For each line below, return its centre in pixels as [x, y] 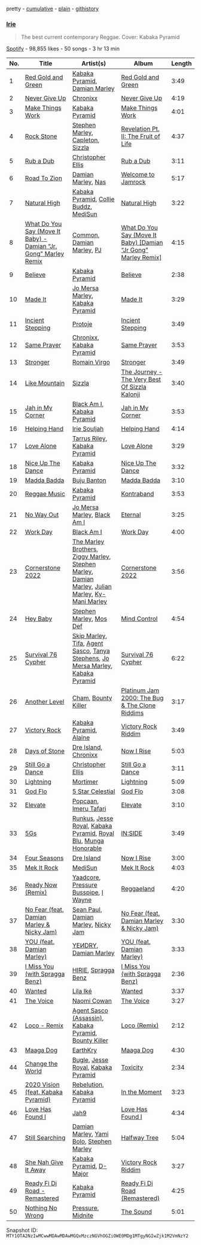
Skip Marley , [90, 636]
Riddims [133, 713]
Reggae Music [45, 494]
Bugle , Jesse [90, 1060]
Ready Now [41, 885]
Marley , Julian [92, 587]
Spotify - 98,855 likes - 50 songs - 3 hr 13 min [63, 49]
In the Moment [141, 1092]
